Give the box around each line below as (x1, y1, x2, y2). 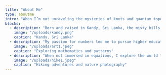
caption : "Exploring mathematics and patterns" (14, 48, 114, 53)
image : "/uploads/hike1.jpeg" (14, 58, 77, 63)
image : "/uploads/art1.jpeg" (14, 44, 74, 49)
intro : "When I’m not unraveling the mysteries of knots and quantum (5, 16, 152, 21)
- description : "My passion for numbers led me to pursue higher (9, 39, 147, 44)
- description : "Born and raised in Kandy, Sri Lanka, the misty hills (9, 26, 161, 31)
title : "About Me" (5, 7, 43, 12)
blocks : (5, 21, 21, 26)
